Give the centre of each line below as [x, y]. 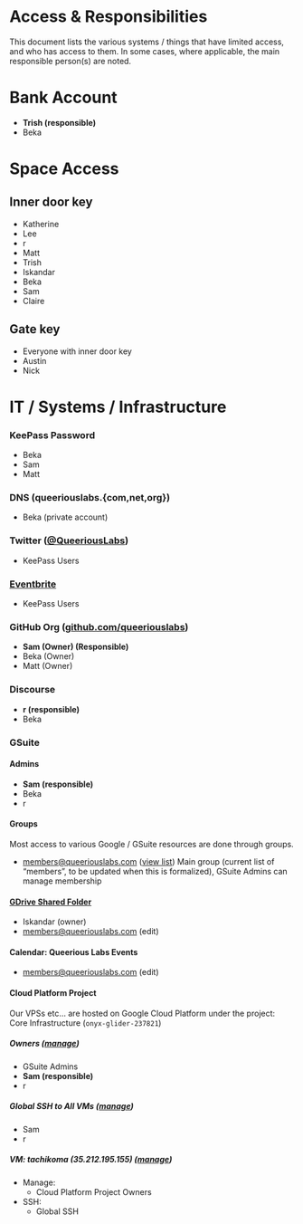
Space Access [64, 169]
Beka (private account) [65, 517]
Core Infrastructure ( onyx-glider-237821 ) [85, 1023]
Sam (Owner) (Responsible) [76, 647]
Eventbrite [33, 584]
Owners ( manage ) [44, 1044]
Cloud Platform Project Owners [94, 1191]
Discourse [33, 690]
